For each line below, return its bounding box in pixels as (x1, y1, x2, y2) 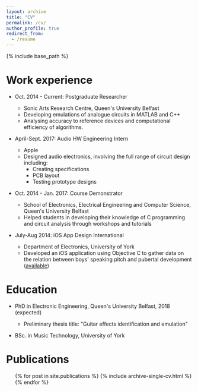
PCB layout (32, 172, 60, 179)
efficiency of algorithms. (23, 123, 84, 131)
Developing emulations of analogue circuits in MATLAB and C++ (23, 111, 181, 118)
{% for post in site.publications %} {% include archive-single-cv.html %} (14, 372, 192, 379)
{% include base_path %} (6, 53, 69, 59)
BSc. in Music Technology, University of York (14, 332, 125, 339)
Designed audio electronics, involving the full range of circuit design (23, 153, 191, 160)
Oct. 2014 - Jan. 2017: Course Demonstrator (14, 190, 123, 197)
